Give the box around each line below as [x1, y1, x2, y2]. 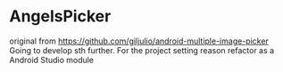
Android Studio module [9, 54, 95, 65]
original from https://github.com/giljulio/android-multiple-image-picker [9, 36, 270, 46]
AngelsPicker [9, 6, 112, 27]
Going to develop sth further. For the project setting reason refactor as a [9, 44, 275, 55]
